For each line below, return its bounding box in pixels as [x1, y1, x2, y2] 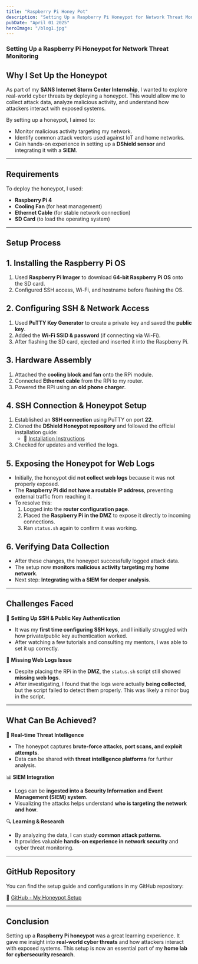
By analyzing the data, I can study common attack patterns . [14, 832, 162, 839]
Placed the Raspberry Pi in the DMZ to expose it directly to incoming [23, 512, 191, 519]
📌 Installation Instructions [23, 435, 85, 442]
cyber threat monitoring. [14, 844, 74, 851]
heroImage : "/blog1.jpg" [6, 25, 67, 31]
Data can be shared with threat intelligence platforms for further [14, 755, 173, 762]
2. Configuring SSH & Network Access [6, 303, 150, 313]
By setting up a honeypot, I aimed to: [6, 116, 95, 123]
